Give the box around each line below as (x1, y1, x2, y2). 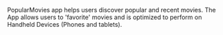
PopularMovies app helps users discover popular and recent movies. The (7, 6, 216, 14)
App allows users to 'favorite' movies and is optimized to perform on (7, 13, 202, 21)
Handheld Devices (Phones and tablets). (7, 21, 123, 28)
